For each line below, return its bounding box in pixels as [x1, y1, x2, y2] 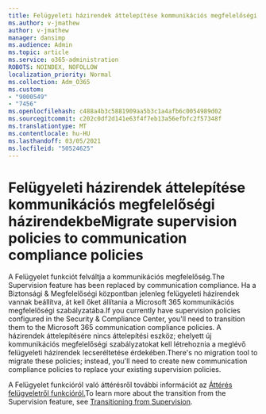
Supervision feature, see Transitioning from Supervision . [8, 397, 193, 407]
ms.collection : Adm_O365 [8, 78, 91, 86]
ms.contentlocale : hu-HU [8, 129, 91, 137]
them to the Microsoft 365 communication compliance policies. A [8, 323, 222, 332]
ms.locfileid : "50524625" [8, 144, 94, 152]
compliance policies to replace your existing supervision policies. [8, 365, 222, 374]
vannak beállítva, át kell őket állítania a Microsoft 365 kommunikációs [8, 297, 234, 307]
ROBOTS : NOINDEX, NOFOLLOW [8, 63, 98, 71]
